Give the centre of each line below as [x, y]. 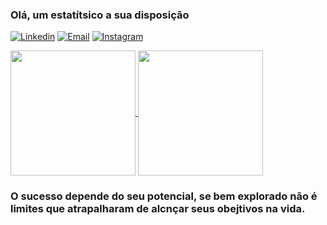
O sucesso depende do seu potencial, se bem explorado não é [164, 196]
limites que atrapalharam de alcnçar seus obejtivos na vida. [158, 209]
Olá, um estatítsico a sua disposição [100, 15]
